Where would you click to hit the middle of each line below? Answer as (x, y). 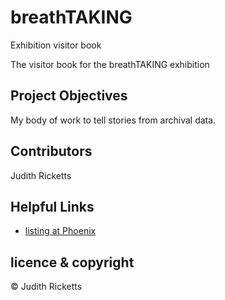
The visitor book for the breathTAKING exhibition (110, 64)
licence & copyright (72, 262)
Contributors (51, 151)
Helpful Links (52, 206)
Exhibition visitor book (56, 45)
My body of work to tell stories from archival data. (113, 120)
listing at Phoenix (60, 231)
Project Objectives (69, 96)
